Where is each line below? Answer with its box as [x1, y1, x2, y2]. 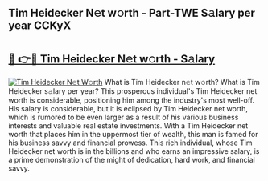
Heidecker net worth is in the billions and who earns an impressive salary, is [8, 147, 260, 155]
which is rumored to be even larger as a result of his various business [8, 112, 239, 122]
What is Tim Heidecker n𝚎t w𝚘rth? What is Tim [104, 78, 260, 86]
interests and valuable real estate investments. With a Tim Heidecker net [8, 121, 249, 131]
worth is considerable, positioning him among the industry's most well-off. [8, 95, 255, 105]
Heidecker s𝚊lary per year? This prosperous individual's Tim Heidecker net [8, 86, 258, 95]
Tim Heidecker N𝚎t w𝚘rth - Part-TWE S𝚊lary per [8, 6, 256, 20]
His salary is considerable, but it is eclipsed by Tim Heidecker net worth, [8, 104, 248, 113]
